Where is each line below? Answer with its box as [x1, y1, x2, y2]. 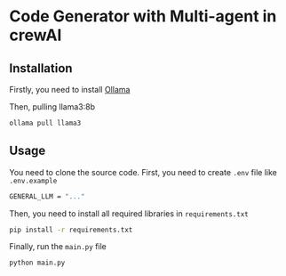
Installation [9, 61, 73, 76]
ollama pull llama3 [9, 118, 82, 127]
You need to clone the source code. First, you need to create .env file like [9, 166, 277, 177]
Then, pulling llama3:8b [9, 101, 96, 112]
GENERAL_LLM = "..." [9, 191, 86, 201]
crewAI [9, 25, 62, 45]
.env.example [9, 176, 58, 185]
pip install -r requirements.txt [9, 225, 133, 234]
